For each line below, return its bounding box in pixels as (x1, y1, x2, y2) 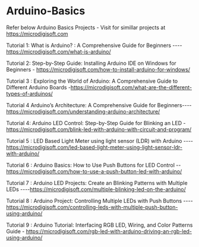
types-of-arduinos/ (6, 90, 53, 97)
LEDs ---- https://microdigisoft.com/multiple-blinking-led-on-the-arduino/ (6, 186, 186, 193)
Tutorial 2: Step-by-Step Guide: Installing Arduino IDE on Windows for (6, 60, 176, 67)
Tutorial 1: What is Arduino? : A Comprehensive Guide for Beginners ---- (6, 42, 182, 49)
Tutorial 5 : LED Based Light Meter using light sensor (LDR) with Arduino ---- (6, 137, 194, 144)
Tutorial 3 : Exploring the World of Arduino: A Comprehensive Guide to (6, 77, 178, 85)
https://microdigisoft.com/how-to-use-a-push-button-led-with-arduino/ (6, 168, 182, 175)
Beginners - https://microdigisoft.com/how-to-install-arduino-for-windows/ (6, 65, 191, 73)
